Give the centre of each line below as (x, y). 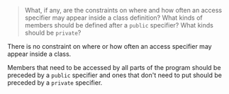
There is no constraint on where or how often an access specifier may (110, 46)
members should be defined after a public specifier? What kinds (119, 25)
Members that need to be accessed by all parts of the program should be (114, 67)
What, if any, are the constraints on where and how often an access (123, 10)
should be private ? (53, 33)
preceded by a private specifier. (55, 83)
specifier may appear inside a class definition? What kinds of (114, 18)
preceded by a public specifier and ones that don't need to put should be (114, 75)
